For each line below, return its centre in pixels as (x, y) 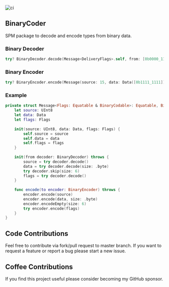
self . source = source (46, 134)
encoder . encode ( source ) (48, 195)
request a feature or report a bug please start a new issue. (66, 251)
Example (16, 95)
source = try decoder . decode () (56, 162)
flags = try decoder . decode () (55, 176)
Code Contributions (37, 233)
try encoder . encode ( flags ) (52, 209)
